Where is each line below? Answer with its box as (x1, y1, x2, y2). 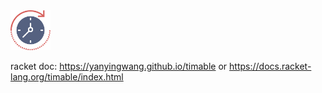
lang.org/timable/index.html (10, 71, 124, 83)
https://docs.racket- (229, 60, 312, 72)
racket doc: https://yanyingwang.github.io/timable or (10, 60, 228, 72)
